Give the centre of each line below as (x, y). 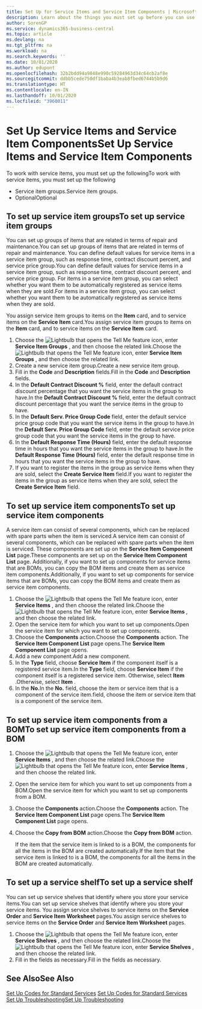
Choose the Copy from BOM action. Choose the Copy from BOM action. (104, 833)
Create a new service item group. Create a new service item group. (97, 366)
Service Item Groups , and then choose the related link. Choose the (98, 347)
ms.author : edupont (31, 68)
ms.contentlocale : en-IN (37, 90)
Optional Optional (36, 197)
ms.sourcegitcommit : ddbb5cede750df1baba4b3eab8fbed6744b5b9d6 (87, 79)
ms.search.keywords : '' (36, 56)
